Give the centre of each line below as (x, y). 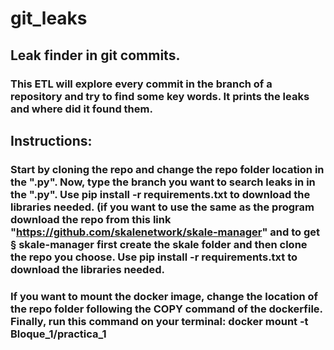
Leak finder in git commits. (95, 55)
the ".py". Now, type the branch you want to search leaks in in (163, 182)
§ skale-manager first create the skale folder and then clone (159, 244)
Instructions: (51, 140)
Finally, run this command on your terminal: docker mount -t (159, 321)
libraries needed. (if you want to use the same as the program (162, 207)
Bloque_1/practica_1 (58, 334)
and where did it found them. (81, 109)
